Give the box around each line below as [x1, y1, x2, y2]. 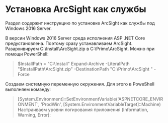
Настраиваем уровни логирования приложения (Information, [17, 106, 148, 112]
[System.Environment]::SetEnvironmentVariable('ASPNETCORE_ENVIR [17, 96, 163, 102]
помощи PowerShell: [5, 51, 49, 57]
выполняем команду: [5, 86, 51, 92]
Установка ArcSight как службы [5, 3, 147, 15]
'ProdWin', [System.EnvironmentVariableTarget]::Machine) [40, 101, 161, 107]
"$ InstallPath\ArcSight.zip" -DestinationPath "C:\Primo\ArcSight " [17, 66, 153, 72]
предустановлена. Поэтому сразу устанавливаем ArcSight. [5, 40, 133, 46]
